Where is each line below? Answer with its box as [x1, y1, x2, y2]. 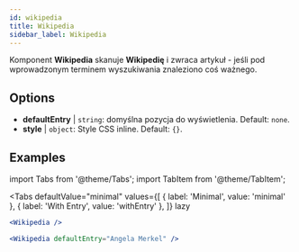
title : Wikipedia [9, 22, 75, 31]
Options [9, 90, 56, 105]
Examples [9, 149, 66, 165]
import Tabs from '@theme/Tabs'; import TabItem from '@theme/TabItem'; [9, 174, 286, 184]
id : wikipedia [9, 13, 63, 22]
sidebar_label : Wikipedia [9, 30, 106, 39]
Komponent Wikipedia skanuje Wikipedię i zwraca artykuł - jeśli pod [9, 55, 266, 66]
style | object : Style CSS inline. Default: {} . [22, 123, 183, 135]
